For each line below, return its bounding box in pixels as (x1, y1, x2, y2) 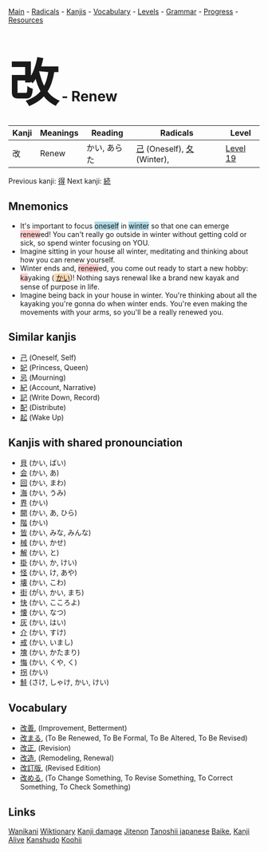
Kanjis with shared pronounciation (8, 436, 183, 449)
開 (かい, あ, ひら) (19, 508, 77, 518)
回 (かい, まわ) (19, 478, 66, 487)
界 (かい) (19, 498, 49, 507)
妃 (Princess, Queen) (19, 362, 89, 372)
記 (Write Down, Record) (19, 392, 100, 402)
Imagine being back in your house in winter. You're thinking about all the (19, 290, 258, 300)
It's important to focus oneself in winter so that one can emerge (19, 221, 230, 231)
